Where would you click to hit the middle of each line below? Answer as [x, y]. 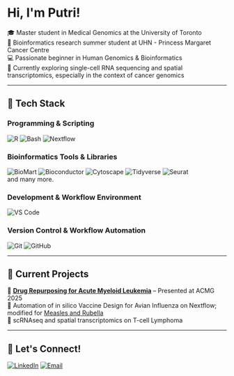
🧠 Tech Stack [36, 103]
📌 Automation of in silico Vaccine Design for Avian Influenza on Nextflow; [112, 306]
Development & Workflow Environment [74, 197]
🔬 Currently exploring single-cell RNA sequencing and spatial [95, 68]
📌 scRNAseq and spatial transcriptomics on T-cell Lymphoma [95, 320]
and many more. [31, 179]
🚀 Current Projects [48, 274]
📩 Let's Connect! [44, 348]
